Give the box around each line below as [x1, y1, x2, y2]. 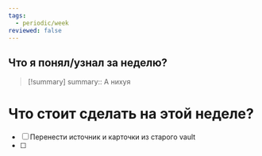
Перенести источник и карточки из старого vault [29, 132, 196, 142]
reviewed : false [8, 26, 62, 34]
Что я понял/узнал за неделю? [8, 56, 168, 69]
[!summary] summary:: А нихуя [27, 77, 131, 87]
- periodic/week [15, 19, 69, 27]
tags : [8, 11, 26, 20]
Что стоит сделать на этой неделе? [8, 105, 254, 123]
